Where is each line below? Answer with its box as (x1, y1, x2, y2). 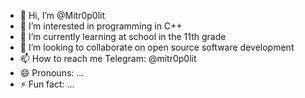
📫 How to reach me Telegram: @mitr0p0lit (19, 53, 197, 64)
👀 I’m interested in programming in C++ (19, 20, 183, 32)
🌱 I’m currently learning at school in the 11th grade (19, 31, 227, 42)
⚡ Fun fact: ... (19, 78, 75, 90)
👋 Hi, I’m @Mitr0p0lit (19, 10, 106, 21)
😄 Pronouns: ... (19, 67, 85, 79)
